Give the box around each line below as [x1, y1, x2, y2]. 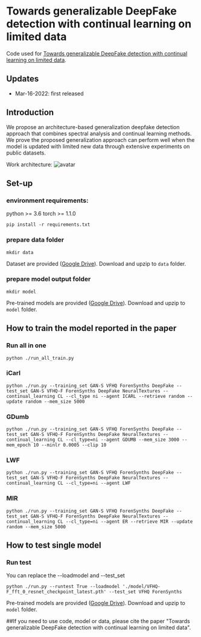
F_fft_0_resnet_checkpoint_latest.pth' [6, 589, 107, 595]
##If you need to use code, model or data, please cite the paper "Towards [6, 618, 190, 625]
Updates [6, 74, 39, 84]
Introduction [6, 107, 54, 118]
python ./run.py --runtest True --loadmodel [6, 584, 120, 590]
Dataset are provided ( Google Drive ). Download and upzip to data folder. [6, 260, 187, 267]
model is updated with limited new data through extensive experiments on [6, 142, 190, 150]
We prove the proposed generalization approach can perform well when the [6, 136, 195, 143]
